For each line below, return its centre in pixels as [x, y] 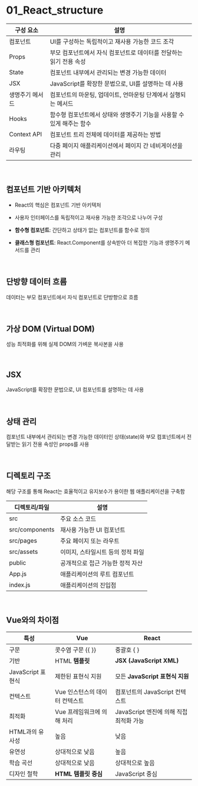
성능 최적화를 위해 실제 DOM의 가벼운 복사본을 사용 [65, 344]
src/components [32, 529]
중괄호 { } [127, 650]
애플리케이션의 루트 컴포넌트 [97, 574]
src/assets [24, 552]
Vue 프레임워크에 [77, 712]
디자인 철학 [24, 774]
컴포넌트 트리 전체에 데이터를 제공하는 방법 [105, 135]
